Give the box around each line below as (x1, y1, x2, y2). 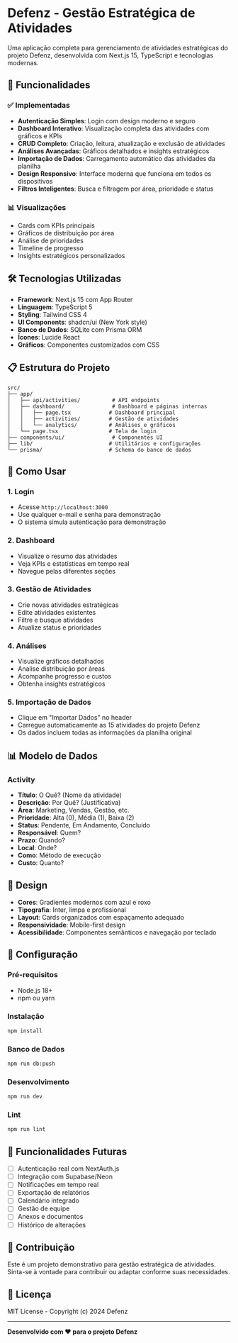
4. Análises (7, 640, 47, 650)
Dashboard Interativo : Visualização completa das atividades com (17, 124, 210, 133)
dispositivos (17, 177, 53, 185)
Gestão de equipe (17, 1204, 70, 1213)
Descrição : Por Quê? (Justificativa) (17, 798, 121, 807)
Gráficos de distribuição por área (17, 228, 115, 237)
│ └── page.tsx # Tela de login (7, 428, 157, 435)
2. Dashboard (7, 535, 55, 545)
